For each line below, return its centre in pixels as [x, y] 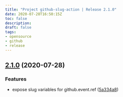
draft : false [18, 28]
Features [16, 79]
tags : [10, 32]
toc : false [16, 18]
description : [18, 23]
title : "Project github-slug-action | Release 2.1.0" [61, 9]
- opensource [18, 37]
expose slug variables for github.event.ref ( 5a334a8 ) [65, 90]
